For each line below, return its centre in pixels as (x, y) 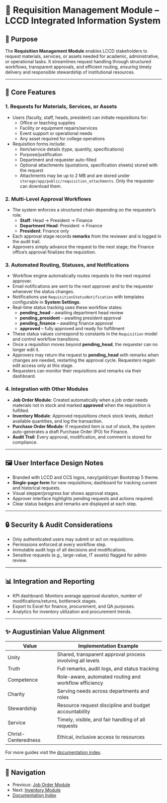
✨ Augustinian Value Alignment (55, 632)
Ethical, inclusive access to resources (101, 737)
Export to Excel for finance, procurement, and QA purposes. (74, 607)
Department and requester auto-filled (58, 160)
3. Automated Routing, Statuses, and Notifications (67, 265)
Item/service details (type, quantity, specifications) (72, 149)
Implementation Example (108, 646)
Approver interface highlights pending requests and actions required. (83, 499)
